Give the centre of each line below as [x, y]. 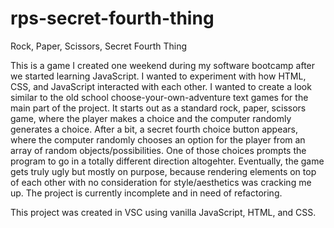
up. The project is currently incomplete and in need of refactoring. [146, 193]
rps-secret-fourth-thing [112, 18]
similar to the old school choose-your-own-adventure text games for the [159, 97]
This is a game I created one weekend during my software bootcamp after [163, 65]
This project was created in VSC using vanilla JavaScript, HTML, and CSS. [163, 212]
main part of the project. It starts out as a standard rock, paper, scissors [158, 108]
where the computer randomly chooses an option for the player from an [158, 139]
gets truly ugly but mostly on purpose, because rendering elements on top [163, 171]
